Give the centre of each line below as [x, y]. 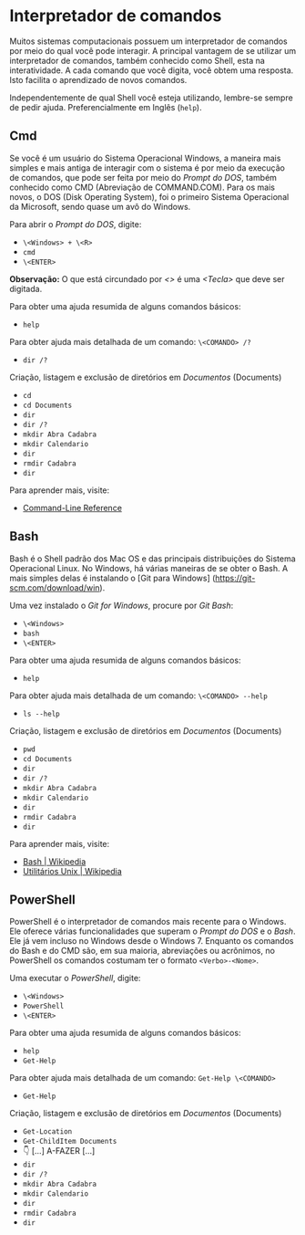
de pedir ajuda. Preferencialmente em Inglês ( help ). [106, 107]
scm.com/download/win [55, 587]
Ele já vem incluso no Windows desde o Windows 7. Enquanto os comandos [152, 941]
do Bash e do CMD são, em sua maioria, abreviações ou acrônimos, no [142, 951]
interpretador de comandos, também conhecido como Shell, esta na [137, 60]
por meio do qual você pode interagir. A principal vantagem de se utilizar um [153, 50]
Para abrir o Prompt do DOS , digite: [76, 224]
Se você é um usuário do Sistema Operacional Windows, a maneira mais [145, 158]
